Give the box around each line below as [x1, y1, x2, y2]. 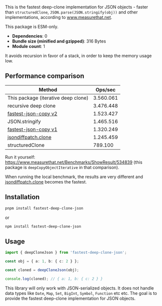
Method [38, 86, 57, 93]
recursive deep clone [7, 102, 56, 109]
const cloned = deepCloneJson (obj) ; [5, 267, 79, 273]
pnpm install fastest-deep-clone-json [5, 206, 83, 211]
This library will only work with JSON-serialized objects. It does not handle [5, 285, 154, 291]
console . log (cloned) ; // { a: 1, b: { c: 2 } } [5, 276, 103, 281]
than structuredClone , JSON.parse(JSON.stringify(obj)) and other [5, 9, 138, 15]
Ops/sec [95, 86, 116, 93]
